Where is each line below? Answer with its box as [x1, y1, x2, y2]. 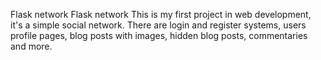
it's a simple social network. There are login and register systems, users [10, 19, 307, 31]
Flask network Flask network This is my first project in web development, [10, 9, 312, 20]
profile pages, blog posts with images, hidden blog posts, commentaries [10, 30, 308, 41]
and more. [10, 40, 53, 52]
